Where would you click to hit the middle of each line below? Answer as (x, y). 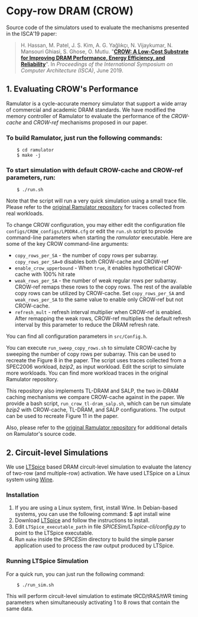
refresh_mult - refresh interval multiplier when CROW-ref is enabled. (98, 312)
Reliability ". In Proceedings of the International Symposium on (97, 64)
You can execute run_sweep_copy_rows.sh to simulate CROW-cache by (91, 348)
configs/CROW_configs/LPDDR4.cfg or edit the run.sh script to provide (90, 231)
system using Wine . (30, 480)
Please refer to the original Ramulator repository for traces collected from (95, 207)
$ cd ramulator (35, 150)
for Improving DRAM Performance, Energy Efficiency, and (93, 58)
